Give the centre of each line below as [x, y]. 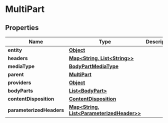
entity [15, 50]
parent [16, 74]
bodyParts [20, 91]
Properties [22, 28]
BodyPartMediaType [94, 66]
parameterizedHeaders [36, 110]
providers [19, 82]
